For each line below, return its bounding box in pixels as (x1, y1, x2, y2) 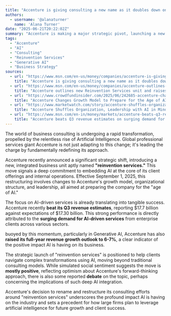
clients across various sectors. (5, 221, 70, 227)
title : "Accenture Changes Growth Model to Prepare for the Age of (14, 98, 160, 103)
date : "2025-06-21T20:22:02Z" (5, 27, 70, 32)
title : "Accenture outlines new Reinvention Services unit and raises (14, 88, 167, 93)
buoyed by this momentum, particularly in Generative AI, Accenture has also (5, 231, 165, 237)
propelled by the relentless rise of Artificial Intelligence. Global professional (5, 136, 163, 142)
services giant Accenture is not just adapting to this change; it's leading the (5, 141, 164, 148)
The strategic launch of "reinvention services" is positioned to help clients (5, 251, 160, 258)
